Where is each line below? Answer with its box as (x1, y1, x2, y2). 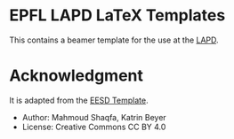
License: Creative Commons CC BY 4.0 (21, 121, 166, 132)
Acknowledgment (9, 66, 144, 86)
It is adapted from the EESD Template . (9, 95, 149, 105)
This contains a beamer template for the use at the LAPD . (9, 35, 220, 45)
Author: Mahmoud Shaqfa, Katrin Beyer (21, 112, 166, 122)
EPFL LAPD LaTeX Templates (9, 5, 226, 26)
